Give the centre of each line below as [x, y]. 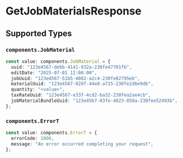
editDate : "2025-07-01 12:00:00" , [54, 73]
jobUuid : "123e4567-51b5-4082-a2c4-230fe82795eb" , [76, 78]
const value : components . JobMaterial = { [58, 62]
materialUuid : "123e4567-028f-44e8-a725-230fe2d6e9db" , [82, 84]
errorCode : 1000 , [33, 138]
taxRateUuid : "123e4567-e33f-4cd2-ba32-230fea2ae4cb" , [81, 95]
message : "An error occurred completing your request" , [82, 144]
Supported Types [39, 33]
